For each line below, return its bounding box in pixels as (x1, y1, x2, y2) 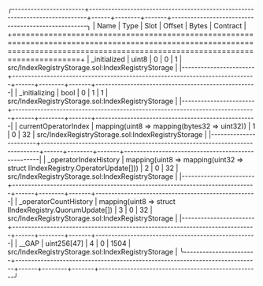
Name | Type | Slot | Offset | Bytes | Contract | (96, 21, 246, 30)
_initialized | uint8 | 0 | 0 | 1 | (91, 54, 183, 64)
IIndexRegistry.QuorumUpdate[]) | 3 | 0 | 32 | (7, 206, 153, 214)
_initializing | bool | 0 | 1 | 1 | (18, 88, 108, 97)
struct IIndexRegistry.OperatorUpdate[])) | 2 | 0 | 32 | (7, 163, 179, 173)
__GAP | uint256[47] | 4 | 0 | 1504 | (18, 239, 131, 248)
